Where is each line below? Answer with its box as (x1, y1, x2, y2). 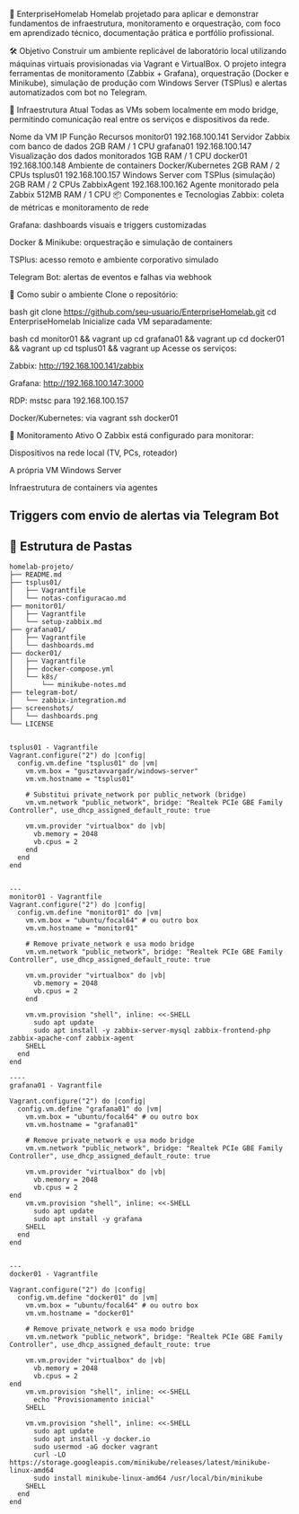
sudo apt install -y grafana (32, 1215, 143, 1224)
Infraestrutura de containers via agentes (9, 482, 159, 493)
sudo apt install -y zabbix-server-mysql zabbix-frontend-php (32, 1026, 271, 1035)
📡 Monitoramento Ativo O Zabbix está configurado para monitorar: (9, 430, 254, 440)
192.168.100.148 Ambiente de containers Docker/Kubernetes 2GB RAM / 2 (9, 160, 281, 171)
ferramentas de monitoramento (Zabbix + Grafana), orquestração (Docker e (9, 68, 289, 78)
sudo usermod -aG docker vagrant (32, 1442, 159, 1452)
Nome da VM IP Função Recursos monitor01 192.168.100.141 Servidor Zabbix (9, 131, 290, 142)
